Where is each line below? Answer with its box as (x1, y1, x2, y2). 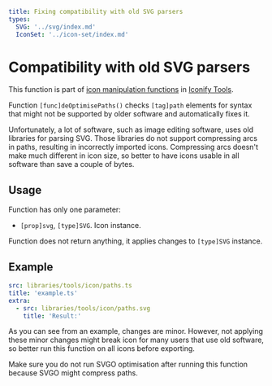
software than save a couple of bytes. (8, 160, 135, 169)
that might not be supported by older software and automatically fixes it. (8, 109, 250, 119)
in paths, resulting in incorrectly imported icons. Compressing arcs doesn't (8, 143, 258, 152)
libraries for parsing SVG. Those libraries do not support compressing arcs (8, 134, 258, 143)
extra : (8, 296, 31, 305)
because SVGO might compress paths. (8, 368, 138, 378)
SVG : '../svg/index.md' (15, 23, 96, 31)
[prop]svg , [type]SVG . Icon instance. (19, 221, 142, 230)
